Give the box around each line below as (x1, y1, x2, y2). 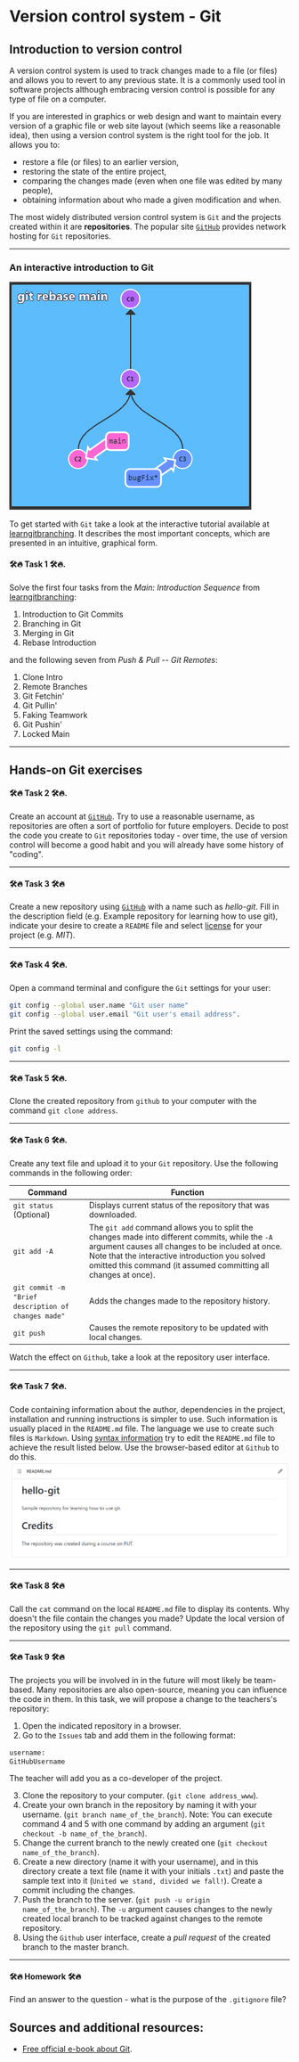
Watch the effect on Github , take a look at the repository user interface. (9, 1352, 271, 1362)
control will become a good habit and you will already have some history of (9, 839, 285, 850)
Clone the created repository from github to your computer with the (9, 1096, 257, 1107)
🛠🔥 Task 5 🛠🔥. (9, 1072, 68, 1084)
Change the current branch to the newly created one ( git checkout (21, 1837, 269, 1848)
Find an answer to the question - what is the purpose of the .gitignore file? (9, 1994, 287, 2005)
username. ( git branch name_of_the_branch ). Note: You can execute (21, 1809, 273, 1820)
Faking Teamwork (21, 709, 88, 720)
